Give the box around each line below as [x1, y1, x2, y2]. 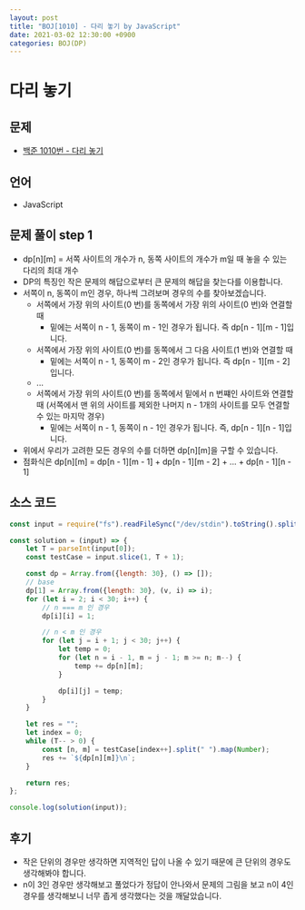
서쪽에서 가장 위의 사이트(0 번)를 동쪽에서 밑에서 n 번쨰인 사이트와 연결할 [35, 388, 294, 399]
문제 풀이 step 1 [9, 228, 93, 243]
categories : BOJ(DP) [9, 38, 88, 48]
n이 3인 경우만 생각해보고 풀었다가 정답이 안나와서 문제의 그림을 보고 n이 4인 [22, 879, 294, 890]
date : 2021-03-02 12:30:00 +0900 [9, 30, 136, 39]
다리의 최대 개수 [22, 264, 79, 275]
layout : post [9, 13, 59, 23]
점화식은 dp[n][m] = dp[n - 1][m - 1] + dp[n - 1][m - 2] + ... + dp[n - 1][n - [22, 456, 292, 467]
